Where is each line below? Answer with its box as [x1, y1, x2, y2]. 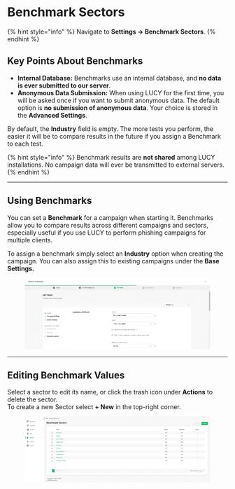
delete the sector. [7, 395, 58, 404]
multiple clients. [7, 235, 53, 244]
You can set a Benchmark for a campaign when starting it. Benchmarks [7, 213, 214, 221]
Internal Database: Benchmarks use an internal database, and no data [17, 74, 222, 82]
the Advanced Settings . [17, 111, 87, 119]
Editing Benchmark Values [7, 369, 125, 381]
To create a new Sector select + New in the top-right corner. [7, 403, 182, 411]
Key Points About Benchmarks [7, 55, 143, 67]
